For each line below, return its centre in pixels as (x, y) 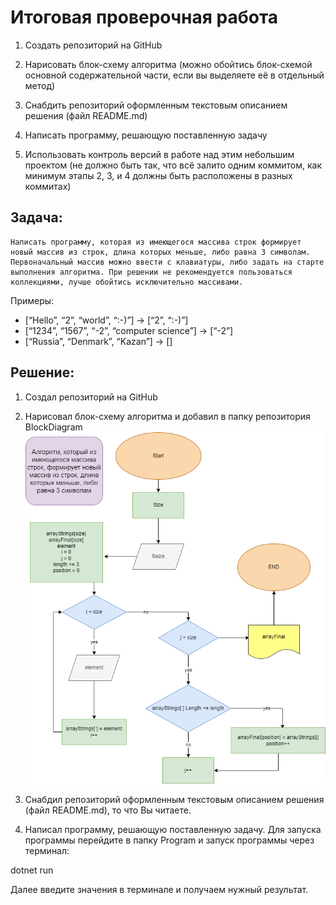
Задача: (36, 217)
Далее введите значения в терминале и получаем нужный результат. (159, 889)
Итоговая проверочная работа (144, 17)
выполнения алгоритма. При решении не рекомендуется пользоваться (151, 272)
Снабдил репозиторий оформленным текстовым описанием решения (174, 799)
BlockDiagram (53, 427)
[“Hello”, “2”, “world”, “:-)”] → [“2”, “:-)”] (106, 320)
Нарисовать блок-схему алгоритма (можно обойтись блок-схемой (168, 64)
